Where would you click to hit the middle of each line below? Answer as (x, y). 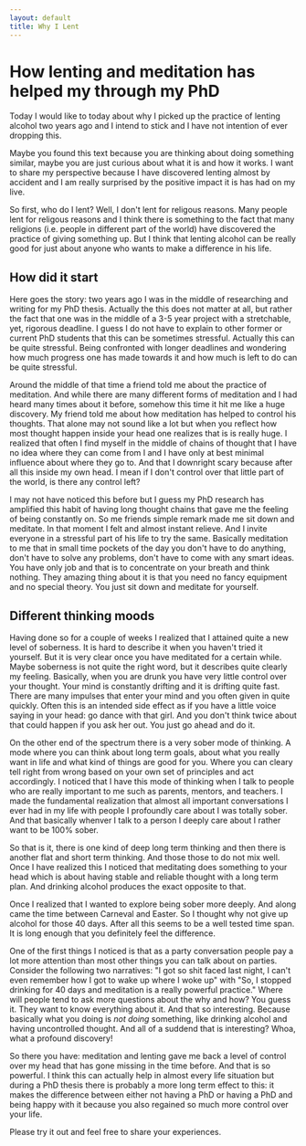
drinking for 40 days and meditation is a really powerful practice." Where (146, 990)
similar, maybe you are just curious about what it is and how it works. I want (152, 163)
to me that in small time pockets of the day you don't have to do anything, (148, 548)
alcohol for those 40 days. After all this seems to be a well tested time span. (152, 924)
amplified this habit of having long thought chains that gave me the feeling (149, 510)
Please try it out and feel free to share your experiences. (116, 1132)
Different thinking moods (82, 616)
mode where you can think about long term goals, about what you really (145, 752)
